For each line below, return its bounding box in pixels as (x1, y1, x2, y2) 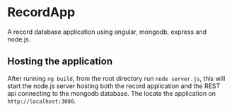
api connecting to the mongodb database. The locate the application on (7, 89, 216, 97)
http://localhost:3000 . (7, 97, 76, 105)
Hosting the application (7, 56, 113, 68)
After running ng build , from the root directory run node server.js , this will (7, 74, 226, 82)
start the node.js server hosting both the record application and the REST (7, 82, 221, 90)
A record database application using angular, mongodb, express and (7, 27, 207, 36)
